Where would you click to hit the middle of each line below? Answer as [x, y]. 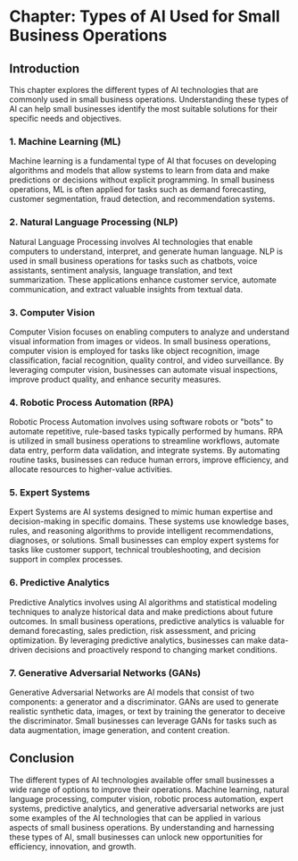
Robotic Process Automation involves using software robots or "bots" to [141, 422]
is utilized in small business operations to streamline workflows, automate [145, 441]
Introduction [45, 68]
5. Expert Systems [50, 493]
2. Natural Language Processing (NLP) [94, 223]
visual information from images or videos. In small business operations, [140, 341]
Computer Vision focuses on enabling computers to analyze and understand [149, 332]
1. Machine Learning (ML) [65, 141]
